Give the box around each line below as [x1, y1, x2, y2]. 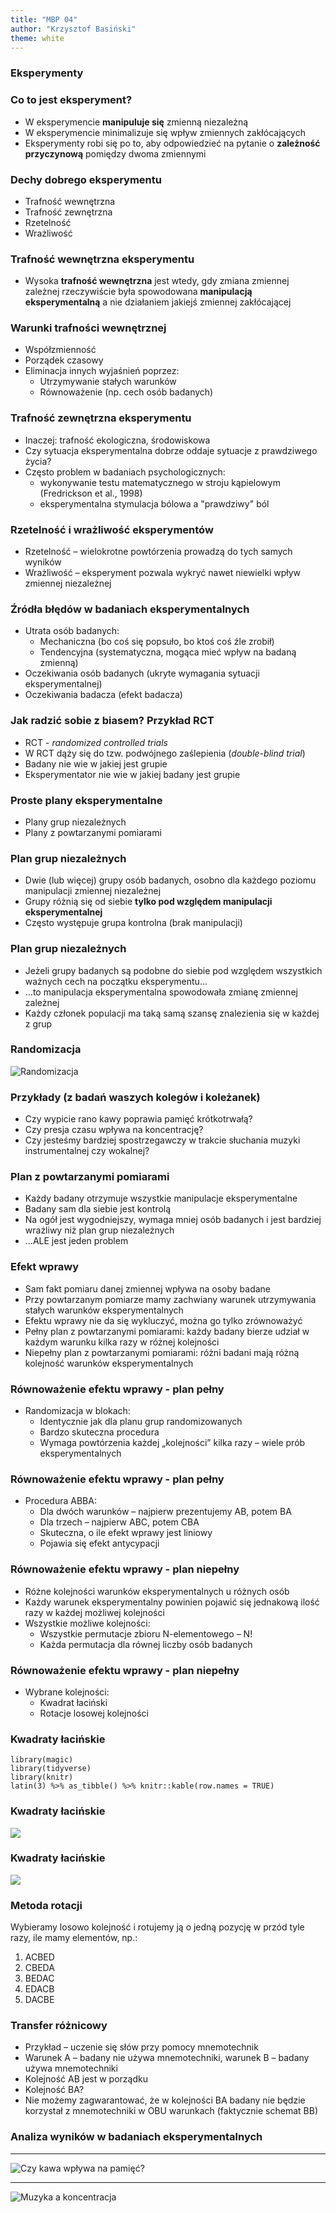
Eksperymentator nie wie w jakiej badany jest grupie [24, 768, 241, 780]
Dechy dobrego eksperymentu [10, 172, 162, 186]
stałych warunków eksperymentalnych [24, 1304, 184, 1316]
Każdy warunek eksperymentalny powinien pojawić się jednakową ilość [24, 1596, 320, 1608]
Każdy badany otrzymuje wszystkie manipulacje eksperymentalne [24, 1192, 298, 1205]
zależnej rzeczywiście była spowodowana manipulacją [24, 286, 253, 298]
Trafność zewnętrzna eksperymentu [10, 411, 192, 425]
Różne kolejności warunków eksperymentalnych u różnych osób [24, 1585, 290, 1597]
